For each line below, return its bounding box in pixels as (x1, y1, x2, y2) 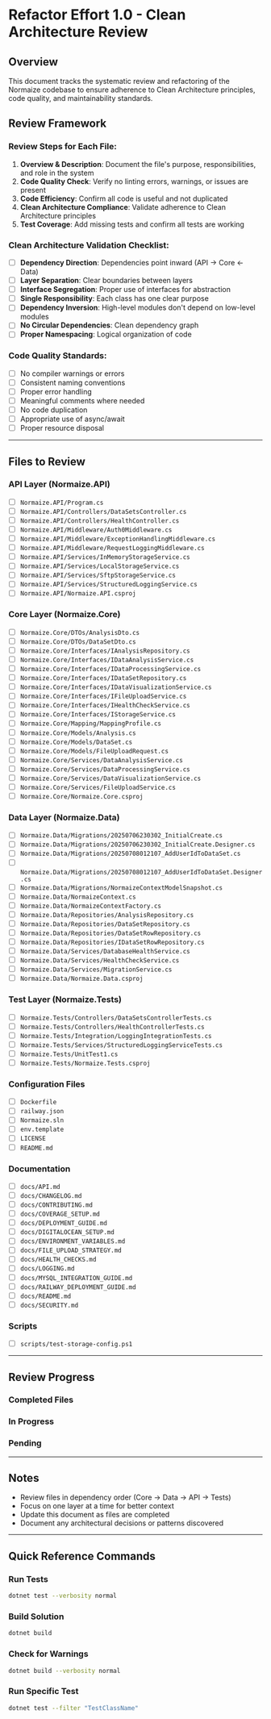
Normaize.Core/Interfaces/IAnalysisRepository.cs (19, 647, 191, 655)
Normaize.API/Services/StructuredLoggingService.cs (19, 581, 198, 589)
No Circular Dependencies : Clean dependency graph (19, 320, 199, 330)
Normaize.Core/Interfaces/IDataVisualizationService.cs (19, 683, 212, 691)
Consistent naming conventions (19, 378, 126, 387)
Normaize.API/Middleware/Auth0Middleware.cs (19, 526, 173, 534)
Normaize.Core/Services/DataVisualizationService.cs (19, 774, 202, 782)
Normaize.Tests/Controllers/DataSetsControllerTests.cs (19, 1014, 212, 1022)
